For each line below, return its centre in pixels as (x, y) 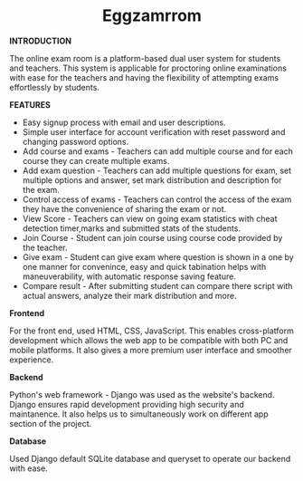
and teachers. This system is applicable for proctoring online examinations (148, 68)
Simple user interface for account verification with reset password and (154, 131)
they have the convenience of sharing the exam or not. (124, 208)
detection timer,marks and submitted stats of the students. (132, 228)
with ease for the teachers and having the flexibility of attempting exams (144, 77)
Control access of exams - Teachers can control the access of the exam (157, 199)
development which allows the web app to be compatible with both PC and (149, 340)
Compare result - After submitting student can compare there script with (157, 285)
